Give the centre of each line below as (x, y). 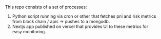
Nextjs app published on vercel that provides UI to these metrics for (80, 26)
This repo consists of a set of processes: (46, 7)
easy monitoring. (29, 32)
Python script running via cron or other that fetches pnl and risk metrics (84, 16)
